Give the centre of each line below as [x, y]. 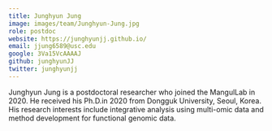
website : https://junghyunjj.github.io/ [78, 39]
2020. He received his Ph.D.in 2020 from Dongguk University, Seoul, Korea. [135, 100]
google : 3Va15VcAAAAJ [45, 54]
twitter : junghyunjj [43, 69]
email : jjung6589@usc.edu [52, 46]
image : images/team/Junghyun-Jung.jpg [74, 24]
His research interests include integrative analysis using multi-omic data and [136, 109]
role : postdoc [32, 31]
